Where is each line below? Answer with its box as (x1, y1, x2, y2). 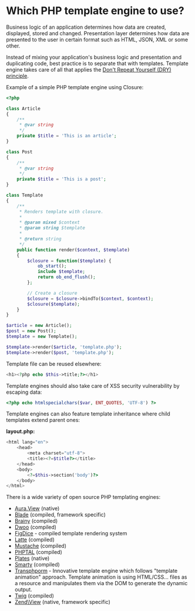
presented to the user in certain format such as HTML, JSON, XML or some (6, 36, 189, 43)
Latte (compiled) (14, 536, 55, 544)
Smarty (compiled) (14, 561, 60, 568)
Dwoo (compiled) (14, 524, 57, 531)
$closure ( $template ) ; (27, 301, 80, 307)
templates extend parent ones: (6, 417, 80, 424)
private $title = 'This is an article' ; (16, 133, 117, 139)
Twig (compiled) (14, 592, 55, 599)
